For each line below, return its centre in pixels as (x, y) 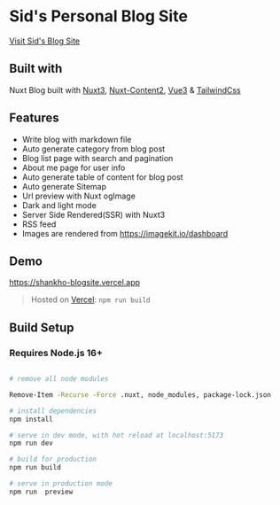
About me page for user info (74, 167)
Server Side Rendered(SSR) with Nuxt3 (93, 214)
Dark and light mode (59, 205)
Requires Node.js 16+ (56, 353)
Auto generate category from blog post (93, 149)
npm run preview (41, 492)
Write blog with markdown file (77, 139)
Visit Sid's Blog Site (45, 41)
